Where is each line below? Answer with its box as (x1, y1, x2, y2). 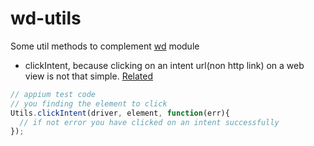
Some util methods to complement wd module (10, 40, 200, 52)
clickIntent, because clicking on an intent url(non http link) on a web (24, 59, 305, 71)
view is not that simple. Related (24, 70, 154, 82)
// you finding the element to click (10, 98, 168, 109)
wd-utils (10, 7, 82, 30)
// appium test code (10, 89, 97, 99)
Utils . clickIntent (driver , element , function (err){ (10, 108, 230, 118)
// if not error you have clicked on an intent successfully (19, 117, 280, 127)
